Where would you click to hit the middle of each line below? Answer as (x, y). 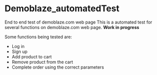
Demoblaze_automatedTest (62, 9)
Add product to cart (32, 56)
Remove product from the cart (42, 62)
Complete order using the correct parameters (58, 67)
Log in (18, 46)
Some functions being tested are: (38, 37)
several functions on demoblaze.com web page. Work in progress (72, 27)
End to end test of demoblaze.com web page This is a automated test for (78, 22)
